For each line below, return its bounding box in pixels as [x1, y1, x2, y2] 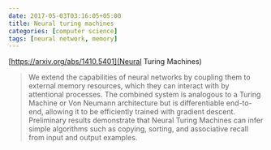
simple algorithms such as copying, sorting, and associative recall [28, 124, 249, 134]
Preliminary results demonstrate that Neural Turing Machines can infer [28, 115, 264, 126]
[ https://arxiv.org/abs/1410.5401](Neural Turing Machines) [8, 57, 203, 66]
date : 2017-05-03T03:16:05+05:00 [8, 11, 122, 20]
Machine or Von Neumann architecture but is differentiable [28, 98, 225, 108]
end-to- [226, 98, 252, 108]
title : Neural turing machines [8, 19, 114, 28]
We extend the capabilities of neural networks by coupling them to [28, 72, 251, 82]
